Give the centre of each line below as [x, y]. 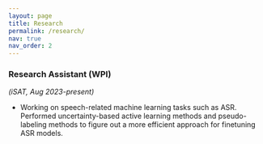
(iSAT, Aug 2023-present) [51, 92]
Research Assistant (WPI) [60, 74]
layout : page [30, 16]
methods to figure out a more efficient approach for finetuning [152, 125]
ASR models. [41, 133]
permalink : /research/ [47, 31]
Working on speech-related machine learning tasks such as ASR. [128, 108]
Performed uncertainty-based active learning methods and [118, 116]
